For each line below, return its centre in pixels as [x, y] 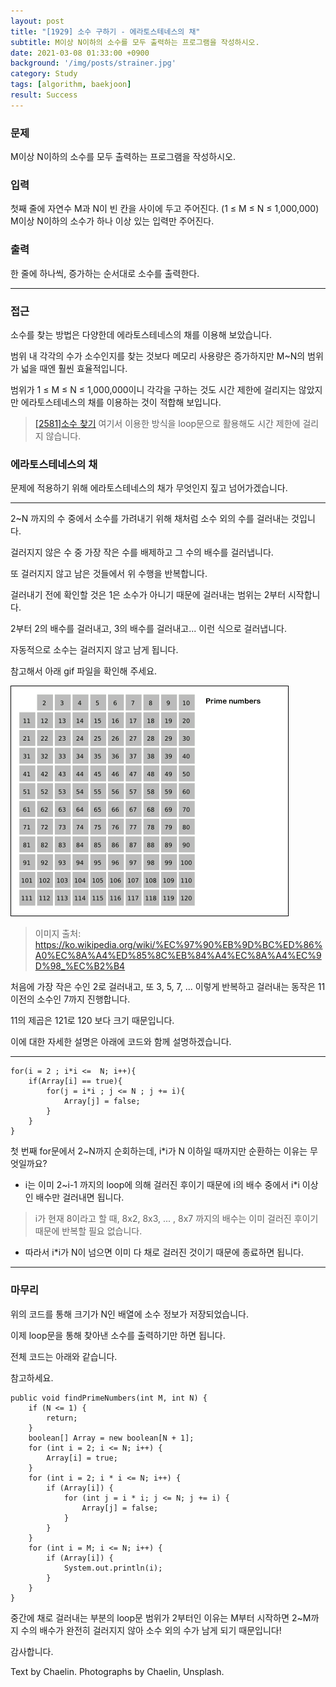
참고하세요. [32, 1377]
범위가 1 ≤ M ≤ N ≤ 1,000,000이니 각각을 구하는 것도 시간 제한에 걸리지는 [153, 389]
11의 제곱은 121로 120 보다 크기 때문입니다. [92, 1021]
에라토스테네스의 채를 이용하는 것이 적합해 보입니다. [121, 402]
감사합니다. [32, 1651]
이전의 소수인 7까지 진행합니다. [70, 999]
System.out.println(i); [113, 1568]
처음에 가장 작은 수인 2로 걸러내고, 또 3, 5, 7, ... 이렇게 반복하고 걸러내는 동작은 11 [168, 987]
